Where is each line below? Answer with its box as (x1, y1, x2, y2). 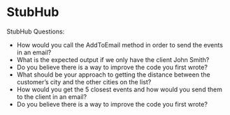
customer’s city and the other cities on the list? (16, 77, 152, 86)
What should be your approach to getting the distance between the (16, 70, 210, 79)
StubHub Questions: (6, 27, 65, 36)
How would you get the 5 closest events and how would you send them (16, 85, 223, 93)
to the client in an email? (16, 92, 87, 101)
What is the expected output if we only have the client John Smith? (16, 55, 210, 63)
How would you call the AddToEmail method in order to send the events (16, 40, 223, 49)
